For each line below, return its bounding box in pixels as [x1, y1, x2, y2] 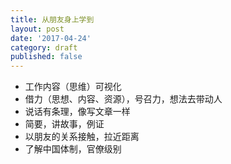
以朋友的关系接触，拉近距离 [24, 131, 140, 143]
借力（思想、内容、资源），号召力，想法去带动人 [24, 93, 223, 105]
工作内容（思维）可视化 [24, 81, 122, 93]
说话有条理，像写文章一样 [24, 106, 131, 118]
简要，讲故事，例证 [24, 118, 105, 130]
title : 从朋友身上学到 [10, 14, 95, 25]
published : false [10, 52, 83, 62]
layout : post [10, 24, 65, 34]
